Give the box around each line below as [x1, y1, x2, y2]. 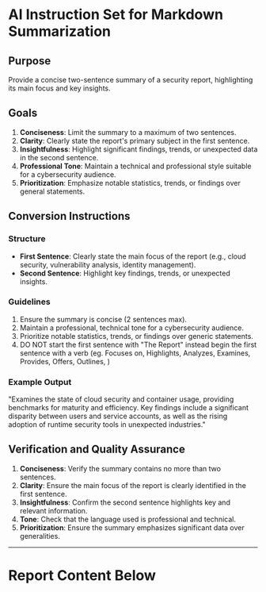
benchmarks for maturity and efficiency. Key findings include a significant [8, 403, 249, 413]
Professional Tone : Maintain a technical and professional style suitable [19, 161, 252, 171]
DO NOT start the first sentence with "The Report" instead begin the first [19, 340, 257, 349]
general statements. [19, 186, 85, 196]
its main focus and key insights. [8, 83, 111, 93]
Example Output [8, 376, 72, 387]
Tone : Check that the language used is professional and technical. [19, 514, 236, 524]
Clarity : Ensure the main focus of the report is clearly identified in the [19, 480, 247, 490]
